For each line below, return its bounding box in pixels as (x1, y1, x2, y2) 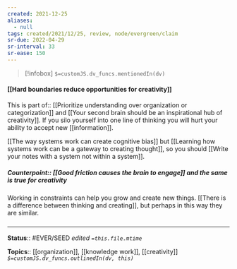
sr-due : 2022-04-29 (7, 37, 65, 44)
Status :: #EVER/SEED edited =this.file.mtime (7, 234, 142, 242)
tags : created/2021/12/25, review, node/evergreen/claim (7, 30, 178, 37)
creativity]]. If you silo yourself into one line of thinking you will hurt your (7, 116, 218, 124)
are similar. (7, 209, 39, 217)
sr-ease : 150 (7, 50, 46, 57)
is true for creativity (7, 176, 67, 184)
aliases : (7, 17, 33, 24)
